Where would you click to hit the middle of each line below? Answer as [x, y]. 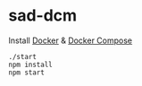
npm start [27, 73]
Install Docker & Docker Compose [71, 40]
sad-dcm [43, 16]
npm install [30, 64]
